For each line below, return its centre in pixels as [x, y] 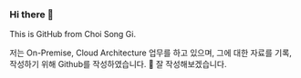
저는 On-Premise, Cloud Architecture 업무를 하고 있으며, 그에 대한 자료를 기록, [150, 53]
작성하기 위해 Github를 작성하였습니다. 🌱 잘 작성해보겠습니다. [118, 64]
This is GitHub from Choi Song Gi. [73, 34]
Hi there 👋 [32, 15]
